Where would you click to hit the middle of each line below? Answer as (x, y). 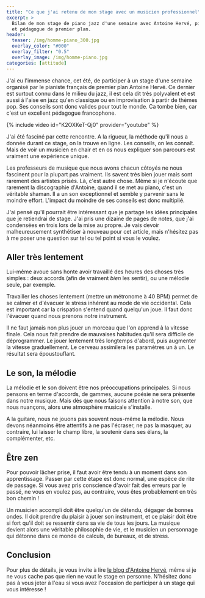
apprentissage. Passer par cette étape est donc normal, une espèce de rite (101, 478)
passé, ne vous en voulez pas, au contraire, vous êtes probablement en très (102, 491)
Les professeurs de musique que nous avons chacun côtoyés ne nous (94, 168)
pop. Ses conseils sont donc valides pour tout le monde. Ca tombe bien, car (102, 106)
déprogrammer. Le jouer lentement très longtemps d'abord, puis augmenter (101, 341)
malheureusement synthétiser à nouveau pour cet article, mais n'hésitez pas (103, 231)
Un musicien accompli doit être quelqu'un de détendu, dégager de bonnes (100, 510)
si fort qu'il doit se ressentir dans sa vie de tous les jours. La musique (93, 523)
